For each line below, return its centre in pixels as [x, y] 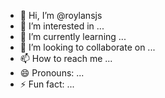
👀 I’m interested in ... [62, 26]
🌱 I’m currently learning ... [73, 36]
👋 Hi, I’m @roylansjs [61, 15]
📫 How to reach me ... [66, 58]
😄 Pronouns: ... [52, 73]
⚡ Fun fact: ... [47, 84]
